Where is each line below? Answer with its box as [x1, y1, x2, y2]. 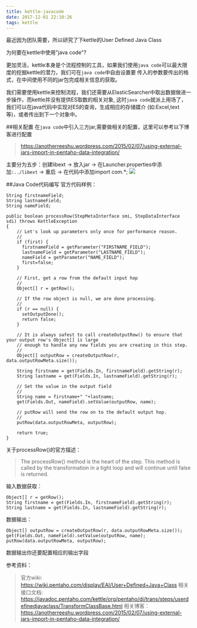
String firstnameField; [6, 193, 65, 199]
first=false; [21, 260, 54, 266]
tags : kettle [6, 19, 38, 25]
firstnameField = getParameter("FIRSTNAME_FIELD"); [21, 244, 151, 251]
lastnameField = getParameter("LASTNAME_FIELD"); [21, 249, 146, 255]
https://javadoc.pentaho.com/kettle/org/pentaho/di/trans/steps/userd [20, 596, 189, 603]
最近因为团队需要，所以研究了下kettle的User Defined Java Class [6, 37, 162, 44]
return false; [21, 317, 57, 323]
